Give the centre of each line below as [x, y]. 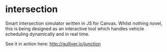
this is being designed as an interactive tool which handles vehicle [75, 28]
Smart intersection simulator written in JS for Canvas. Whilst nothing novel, [84, 23]
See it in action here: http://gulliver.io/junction [53, 43]
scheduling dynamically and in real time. [48, 34]
